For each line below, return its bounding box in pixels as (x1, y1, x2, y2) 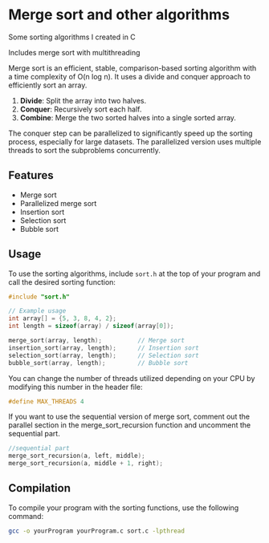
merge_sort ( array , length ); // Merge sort (8, 337, 185, 345)
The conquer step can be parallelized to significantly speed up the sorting (8, 128, 253, 138)
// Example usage (8, 307, 67, 315)
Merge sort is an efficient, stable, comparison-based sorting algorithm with (8, 63, 257, 73)
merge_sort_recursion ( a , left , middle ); (8, 452, 146, 460)
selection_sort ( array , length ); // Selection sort (8, 351, 199, 359)
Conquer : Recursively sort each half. (19, 104, 142, 114)
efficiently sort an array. (8, 80, 88, 90)
